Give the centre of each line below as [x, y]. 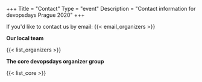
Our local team [25, 38]
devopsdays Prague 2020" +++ [46, 15]
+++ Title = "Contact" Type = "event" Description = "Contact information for [101, 9]
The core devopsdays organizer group [55, 61]
